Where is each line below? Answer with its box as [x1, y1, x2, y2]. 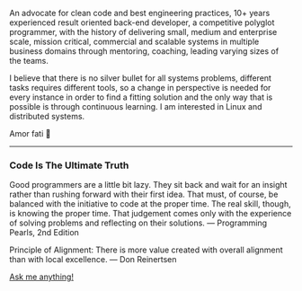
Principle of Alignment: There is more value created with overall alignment [9, 244, 283, 255]
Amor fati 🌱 [9, 128, 51, 138]
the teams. [9, 56, 49, 66]
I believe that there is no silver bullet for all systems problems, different [9, 73, 272, 84]
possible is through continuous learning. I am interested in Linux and [9, 101, 262, 111]
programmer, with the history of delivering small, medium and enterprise [9, 27, 278, 37]
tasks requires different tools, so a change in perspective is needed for [9, 83, 271, 93]
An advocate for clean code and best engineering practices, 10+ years [9, 8, 271, 18]
